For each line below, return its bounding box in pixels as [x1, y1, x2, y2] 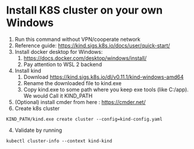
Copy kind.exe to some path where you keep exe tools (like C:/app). [23, 86, 189, 93]
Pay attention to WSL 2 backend [23, 60, 102, 68]
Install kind [14, 67, 41, 74]
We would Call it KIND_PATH [23, 92, 93, 99]
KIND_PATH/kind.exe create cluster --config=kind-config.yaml [6, 116, 163, 122]
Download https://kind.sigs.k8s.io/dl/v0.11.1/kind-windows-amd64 [23, 73, 184, 80]
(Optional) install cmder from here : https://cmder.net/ [14, 98, 146, 105]
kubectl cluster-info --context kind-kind [6, 138, 112, 144]
